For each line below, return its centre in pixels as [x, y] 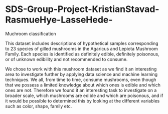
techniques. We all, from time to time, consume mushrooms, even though [81, 79]
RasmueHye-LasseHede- [59, 20]
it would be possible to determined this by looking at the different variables [82, 100]
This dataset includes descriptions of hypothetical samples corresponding [82, 43]
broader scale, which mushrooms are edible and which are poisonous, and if [84, 95]
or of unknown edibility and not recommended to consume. [66, 59]
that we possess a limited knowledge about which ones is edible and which [83, 85]
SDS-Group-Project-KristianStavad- [82, 9]
